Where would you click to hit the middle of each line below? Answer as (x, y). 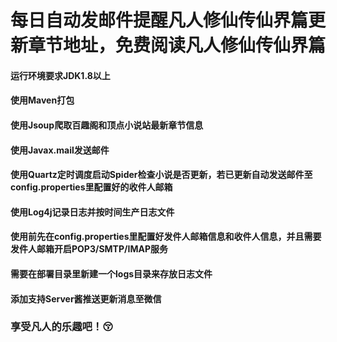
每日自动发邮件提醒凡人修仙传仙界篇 (159, 20)
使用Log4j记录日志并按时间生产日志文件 (92, 212)
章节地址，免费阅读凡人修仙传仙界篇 (177, 45)
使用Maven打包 (42, 100)
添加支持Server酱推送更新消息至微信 (86, 298)
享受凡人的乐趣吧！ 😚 (62, 327)
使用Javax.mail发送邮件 (60, 150)
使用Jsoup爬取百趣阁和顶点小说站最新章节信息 (107, 125)
